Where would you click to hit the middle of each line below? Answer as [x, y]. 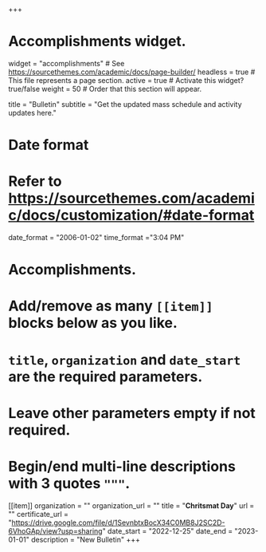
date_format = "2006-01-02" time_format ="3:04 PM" [96, 238]
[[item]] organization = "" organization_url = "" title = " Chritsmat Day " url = [131, 505]
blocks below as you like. [93, 323]
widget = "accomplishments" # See [66, 63]
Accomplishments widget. [97, 41]
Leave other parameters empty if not [132, 413]
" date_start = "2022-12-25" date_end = [168, 530]
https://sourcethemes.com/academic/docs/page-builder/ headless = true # [132, 72]
